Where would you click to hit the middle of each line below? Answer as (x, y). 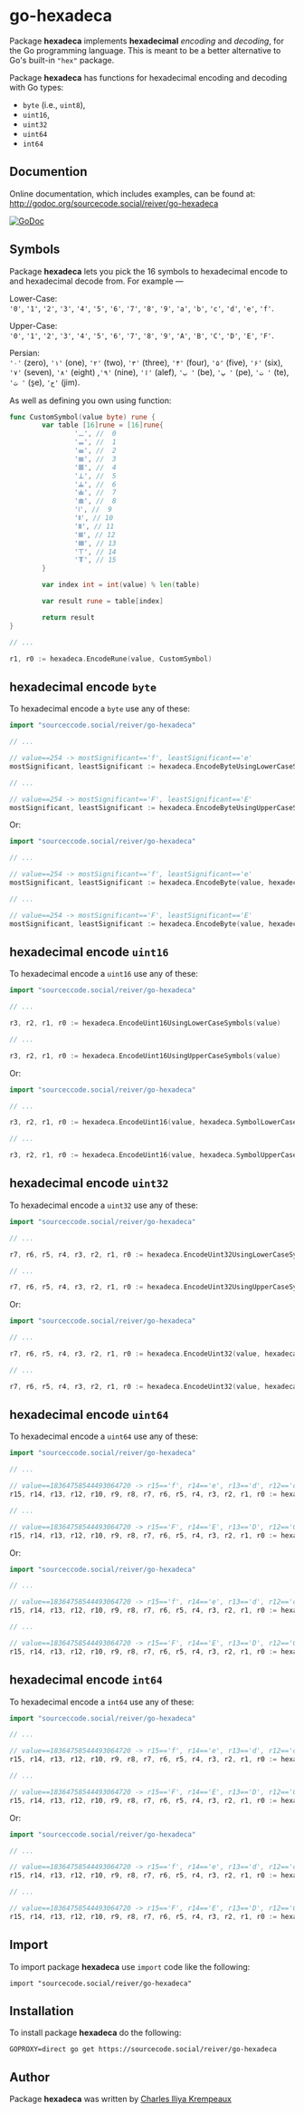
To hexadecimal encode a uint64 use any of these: (104, 1436)
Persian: (25, 352)
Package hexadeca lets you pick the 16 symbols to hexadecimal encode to (148, 271)
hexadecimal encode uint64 (89, 1415)
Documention (48, 172)
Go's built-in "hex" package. (62, 60)
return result (68, 617)
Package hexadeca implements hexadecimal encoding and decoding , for (147, 41)
